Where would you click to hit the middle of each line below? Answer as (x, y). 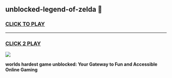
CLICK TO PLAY (25, 24)
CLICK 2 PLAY (23, 43)
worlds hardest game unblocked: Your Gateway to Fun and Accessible (81, 64)
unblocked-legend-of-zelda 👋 (54, 9)
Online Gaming (21, 69)
